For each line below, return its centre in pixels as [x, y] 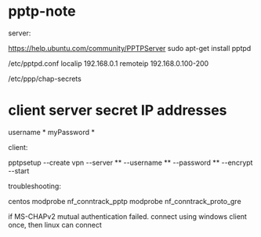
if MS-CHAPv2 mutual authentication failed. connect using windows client [127, 216]
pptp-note [42, 11]
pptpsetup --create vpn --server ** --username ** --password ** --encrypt [130, 162]
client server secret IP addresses [118, 110]
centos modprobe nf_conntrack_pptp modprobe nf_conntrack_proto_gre [125, 201]
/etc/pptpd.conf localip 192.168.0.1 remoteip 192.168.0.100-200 [109, 63]
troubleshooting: [34, 186]
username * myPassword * [52, 132]
